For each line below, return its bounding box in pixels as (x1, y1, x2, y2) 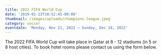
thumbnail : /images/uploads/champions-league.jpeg (5, 16, 111, 21)
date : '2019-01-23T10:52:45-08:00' (5, 12, 78, 17)
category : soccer (5, 21, 41, 26)
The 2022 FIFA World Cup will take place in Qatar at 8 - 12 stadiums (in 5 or (5, 39, 157, 45)
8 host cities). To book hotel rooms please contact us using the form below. (5, 44, 157, 50)
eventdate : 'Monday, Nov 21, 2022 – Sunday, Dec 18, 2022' (5, 26, 128, 30)
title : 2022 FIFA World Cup (5, 7, 63, 12)
